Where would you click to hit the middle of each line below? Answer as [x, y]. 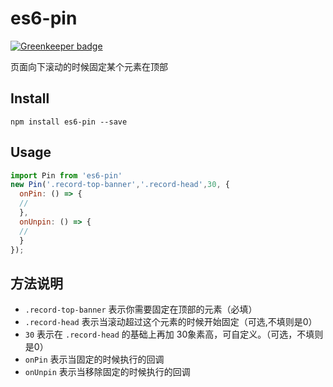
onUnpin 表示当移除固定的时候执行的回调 [107, 372]
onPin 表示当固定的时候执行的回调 [94, 359]
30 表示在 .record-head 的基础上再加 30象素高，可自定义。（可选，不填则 [174, 334]
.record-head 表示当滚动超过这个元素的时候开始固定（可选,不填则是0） [171, 322]
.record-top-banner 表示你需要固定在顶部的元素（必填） [141, 309]
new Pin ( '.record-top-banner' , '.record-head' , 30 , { [120, 185]
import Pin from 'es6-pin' [66, 175]
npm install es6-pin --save [69, 122]
